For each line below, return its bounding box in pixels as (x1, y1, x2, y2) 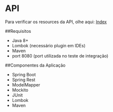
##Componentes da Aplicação (5, 62, 66, 68)
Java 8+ (12, 37, 28, 43)
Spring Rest (12, 77, 35, 83)
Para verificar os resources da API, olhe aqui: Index (5, 19, 107, 25)
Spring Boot (12, 71, 36, 77)
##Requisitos (5, 28, 31, 34)
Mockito (12, 87, 28, 93)
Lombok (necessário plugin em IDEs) (12, 42, 85, 48)
